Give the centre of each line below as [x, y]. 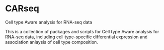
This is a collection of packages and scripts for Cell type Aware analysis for [82, 31]
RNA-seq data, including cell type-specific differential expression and [76, 37]
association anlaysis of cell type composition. [52, 42]
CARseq [22, 9]
